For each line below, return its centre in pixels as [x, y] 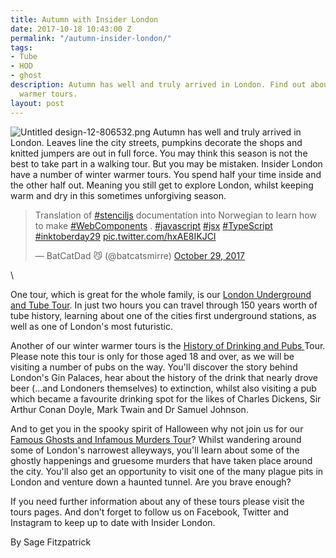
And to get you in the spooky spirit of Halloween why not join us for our [157, 428]
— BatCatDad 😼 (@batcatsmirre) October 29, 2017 [140, 255]
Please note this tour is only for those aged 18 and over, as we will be [152, 356]
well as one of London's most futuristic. [91, 326]
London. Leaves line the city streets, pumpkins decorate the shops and [156, 142]
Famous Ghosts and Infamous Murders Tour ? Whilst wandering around [156, 439]
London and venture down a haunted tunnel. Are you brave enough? [151, 482]
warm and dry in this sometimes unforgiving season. [118, 195]
